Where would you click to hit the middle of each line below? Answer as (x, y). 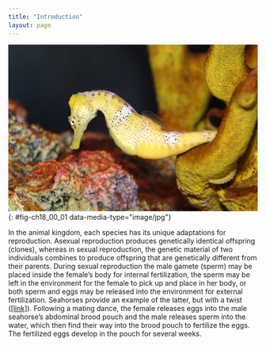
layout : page (30, 25)
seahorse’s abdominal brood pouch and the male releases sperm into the (127, 317)
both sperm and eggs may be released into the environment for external (125, 291)
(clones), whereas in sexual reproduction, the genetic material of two (121, 249)
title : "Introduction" (46, 17)
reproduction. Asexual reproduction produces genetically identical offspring (132, 240)
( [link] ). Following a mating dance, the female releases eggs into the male (128, 308)
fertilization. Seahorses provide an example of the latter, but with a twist (125, 300)
